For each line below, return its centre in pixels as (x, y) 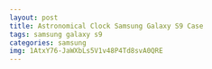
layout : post (34, 17)
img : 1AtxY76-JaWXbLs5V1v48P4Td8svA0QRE (87, 51)
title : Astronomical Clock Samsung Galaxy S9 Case (106, 26)
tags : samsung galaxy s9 (56, 34)
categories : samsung (48, 43)
